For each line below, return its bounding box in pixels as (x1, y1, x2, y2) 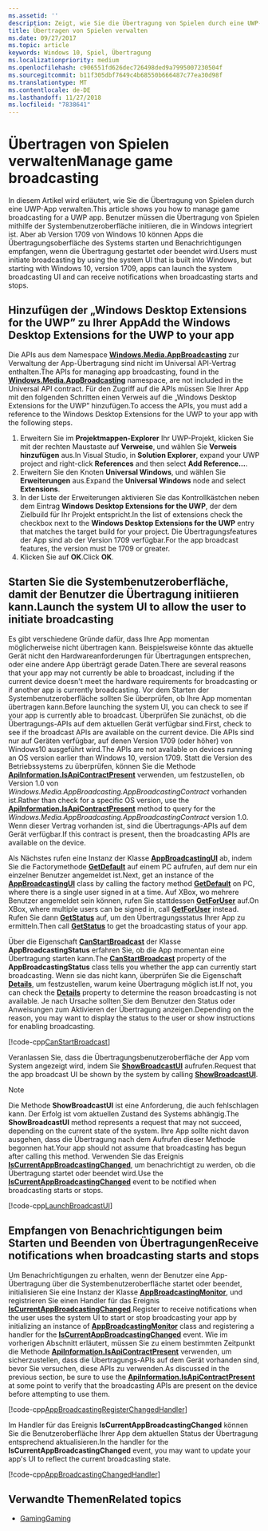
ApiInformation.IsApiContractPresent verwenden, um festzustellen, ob (8, 769, 245, 779)
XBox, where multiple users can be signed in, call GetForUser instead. (8, 904, 239, 913)
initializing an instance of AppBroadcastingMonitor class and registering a (8, 1321, 254, 1330)
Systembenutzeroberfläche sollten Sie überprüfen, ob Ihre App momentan (8, 693, 252, 703)
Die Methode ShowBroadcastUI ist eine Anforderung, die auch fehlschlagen (8, 1100, 259, 1110)
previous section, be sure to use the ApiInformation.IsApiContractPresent (8, 1372, 255, 1382)
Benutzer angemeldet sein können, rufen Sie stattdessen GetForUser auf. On (8, 896, 259, 905)
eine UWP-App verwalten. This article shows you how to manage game (8, 205, 240, 214)
